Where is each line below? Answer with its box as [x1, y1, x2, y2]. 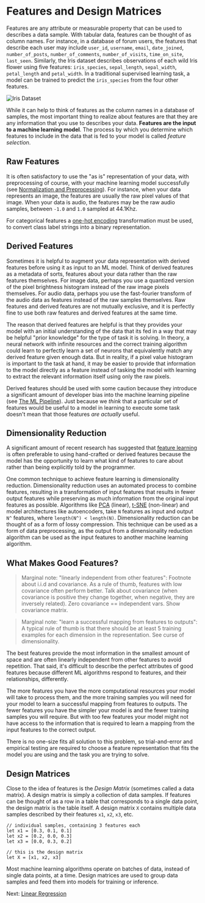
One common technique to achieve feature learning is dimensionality [6, 476, 179, 483]
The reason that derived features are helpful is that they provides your [6, 321, 183, 328]
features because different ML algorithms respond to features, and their [6, 669, 187, 676]
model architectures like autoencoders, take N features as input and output [6, 508, 193, 515]
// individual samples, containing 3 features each [6, 823, 140, 829]
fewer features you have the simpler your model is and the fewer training [6, 707, 189, 714]
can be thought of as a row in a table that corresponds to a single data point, [6, 798, 199, 805]
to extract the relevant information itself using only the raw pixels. [6, 373, 171, 380]
